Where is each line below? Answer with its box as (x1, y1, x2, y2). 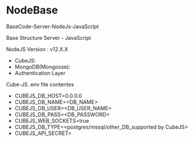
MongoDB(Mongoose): (14, 63, 71, 70)
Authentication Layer (14, 69, 66, 76)
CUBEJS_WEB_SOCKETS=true (14, 117, 90, 124)
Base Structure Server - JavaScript (6, 34, 91, 41)
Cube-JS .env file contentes (6, 80, 74, 88)
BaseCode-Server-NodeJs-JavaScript (6, 23, 99, 30)
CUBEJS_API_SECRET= (14, 130, 72, 137)
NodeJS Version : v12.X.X (6, 45, 68, 53)
